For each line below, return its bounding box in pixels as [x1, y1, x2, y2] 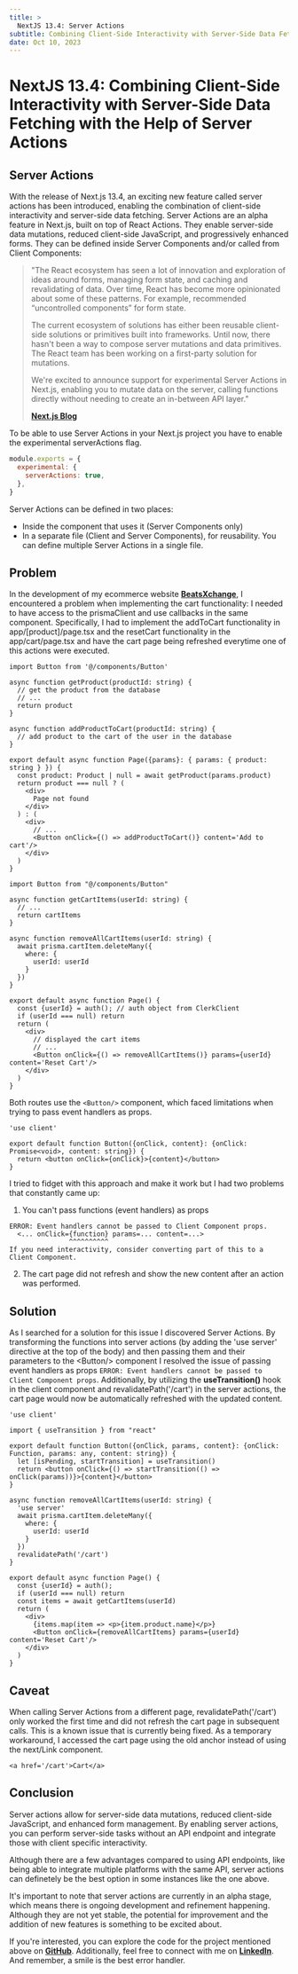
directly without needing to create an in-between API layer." [30, 394, 249, 405]
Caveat [9, 1683, 51, 1698]
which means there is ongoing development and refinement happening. [9, 1899, 271, 1910]
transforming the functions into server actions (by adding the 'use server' [9, 1337, 278, 1348]
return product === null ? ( [17, 779, 125, 788]
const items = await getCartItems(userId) [17, 1597, 176, 1606]
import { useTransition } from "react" [9, 1426, 157, 1435]
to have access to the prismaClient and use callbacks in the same [9, 608, 248, 618]
